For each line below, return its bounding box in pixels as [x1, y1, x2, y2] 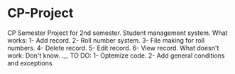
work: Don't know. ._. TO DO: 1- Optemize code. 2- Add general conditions [7, 51, 225, 60]
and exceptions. [7, 58, 55, 67]
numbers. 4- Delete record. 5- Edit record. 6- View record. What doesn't [7, 43, 219, 52]
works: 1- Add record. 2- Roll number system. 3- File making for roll [7, 36, 204, 44]
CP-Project [7, 5, 74, 21]
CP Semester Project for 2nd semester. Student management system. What [7, 28, 228, 37]
